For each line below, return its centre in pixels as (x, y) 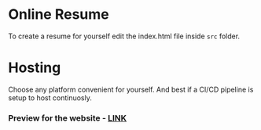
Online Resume (59, 14)
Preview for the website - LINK (68, 117)
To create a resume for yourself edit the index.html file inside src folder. (124, 36)
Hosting (35, 68)
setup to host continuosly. (50, 97)
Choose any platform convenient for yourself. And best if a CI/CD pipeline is (131, 89)
